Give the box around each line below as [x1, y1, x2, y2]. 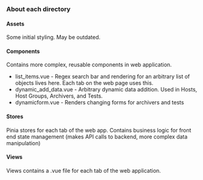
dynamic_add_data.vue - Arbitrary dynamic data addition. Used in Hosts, [15, 86, 198, 93]
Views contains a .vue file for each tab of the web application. [6, 167, 161, 174]
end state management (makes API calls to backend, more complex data [6, 133, 188, 140]
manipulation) [6, 139, 41, 146]
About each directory [6, 5, 71, 13]
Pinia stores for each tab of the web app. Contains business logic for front [6, 126, 191, 134]
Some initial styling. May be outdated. [6, 34, 101, 41]
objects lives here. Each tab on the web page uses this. [15, 79, 154, 87]
